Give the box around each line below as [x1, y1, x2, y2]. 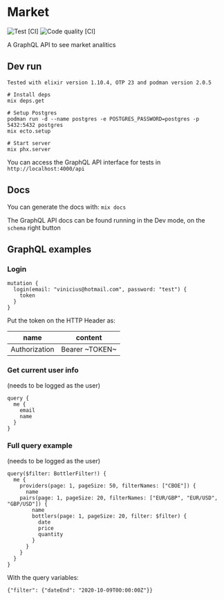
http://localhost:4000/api [7, 165, 85, 172]
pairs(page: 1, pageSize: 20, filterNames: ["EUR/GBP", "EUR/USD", [19, 494, 218, 502]
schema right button [7, 223, 61, 232]
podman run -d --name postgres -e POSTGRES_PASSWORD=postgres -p [7, 115, 199, 122]
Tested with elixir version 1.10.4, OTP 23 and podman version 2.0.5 [7, 79, 212, 86]
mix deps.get [7, 97, 45, 104]
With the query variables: [7, 573, 80, 581]
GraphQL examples [7, 243, 92, 255]
